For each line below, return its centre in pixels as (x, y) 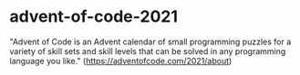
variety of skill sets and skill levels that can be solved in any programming (148, 51)
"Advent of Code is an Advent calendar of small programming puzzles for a (150, 42)
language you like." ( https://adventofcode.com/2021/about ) (121, 61)
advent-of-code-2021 (94, 17)
